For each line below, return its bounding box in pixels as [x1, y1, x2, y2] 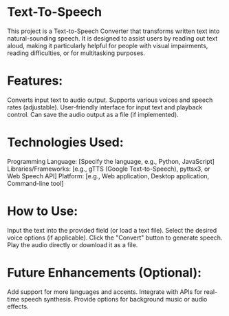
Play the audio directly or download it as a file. [7, 240, 138, 249]
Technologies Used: [7, 135, 124, 150]
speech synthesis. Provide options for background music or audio [21, 295, 208, 303]
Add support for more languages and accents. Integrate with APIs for [7, 287, 203, 296]
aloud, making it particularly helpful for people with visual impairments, [7, 41, 208, 50]
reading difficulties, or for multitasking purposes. [7, 49, 146, 57]
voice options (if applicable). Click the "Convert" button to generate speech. [7, 233, 223, 242]
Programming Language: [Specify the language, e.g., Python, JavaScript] [7, 157, 215, 165]
